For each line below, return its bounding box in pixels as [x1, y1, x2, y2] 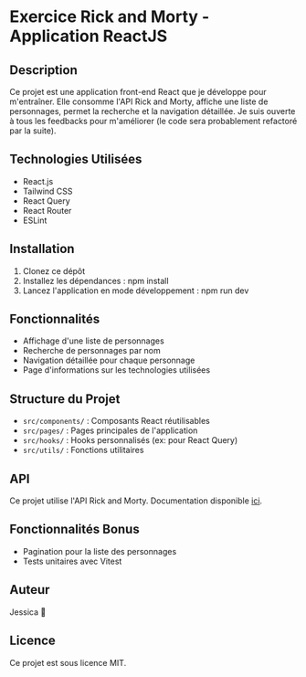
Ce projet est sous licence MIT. [9, 657, 127, 668]
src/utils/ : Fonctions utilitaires [22, 445, 144, 456]
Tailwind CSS [22, 185, 73, 196]
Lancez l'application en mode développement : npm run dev [22, 285, 249, 296]
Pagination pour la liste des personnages [22, 545, 177, 556]
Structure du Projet [9, 391, 121, 407]
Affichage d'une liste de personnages [22, 335, 164, 346]
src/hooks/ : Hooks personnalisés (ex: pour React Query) [22, 435, 238, 446]
